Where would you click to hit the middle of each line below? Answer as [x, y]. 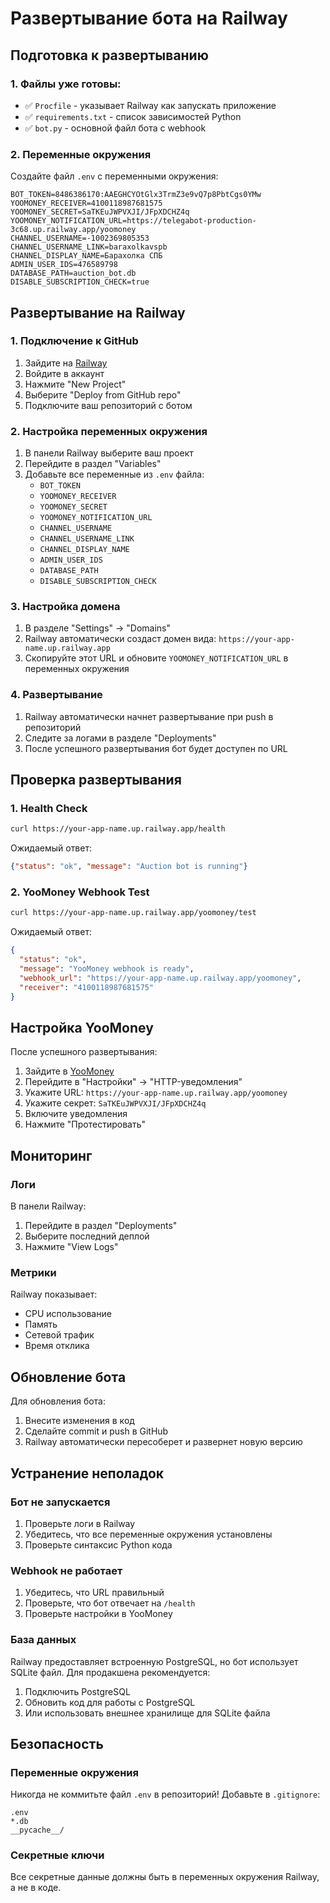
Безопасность [57, 1743]
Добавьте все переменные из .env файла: [114, 474]
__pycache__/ [37, 1830]
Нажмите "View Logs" [71, 1247]
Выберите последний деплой [87, 1236]
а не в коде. [36, 1888]
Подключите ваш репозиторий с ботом [108, 405]
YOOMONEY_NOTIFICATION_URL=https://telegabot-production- [133, 221]
